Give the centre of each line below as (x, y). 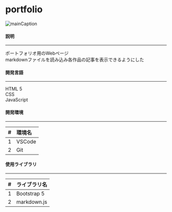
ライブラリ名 (32, 184)
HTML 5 (14, 89)
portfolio (24, 9)
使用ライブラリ (21, 164)
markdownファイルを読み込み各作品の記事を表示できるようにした (75, 60)
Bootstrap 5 (30, 194)
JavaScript (17, 100)
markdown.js (32, 202)
